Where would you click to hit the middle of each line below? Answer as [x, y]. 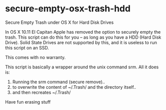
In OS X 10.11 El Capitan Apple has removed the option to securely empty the [83, 32]
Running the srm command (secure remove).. [58, 82]
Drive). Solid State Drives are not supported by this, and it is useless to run [81, 42]
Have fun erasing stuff [28, 102]
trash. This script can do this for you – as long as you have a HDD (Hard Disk [83, 37]
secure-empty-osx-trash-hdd [68, 9]
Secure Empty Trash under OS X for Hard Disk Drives [59, 22]
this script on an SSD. [27, 48]
